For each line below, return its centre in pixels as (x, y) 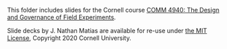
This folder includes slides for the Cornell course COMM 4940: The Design (113, 10)
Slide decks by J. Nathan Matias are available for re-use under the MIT (107, 31)
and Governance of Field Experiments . (62, 17)
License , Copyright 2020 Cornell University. (69, 38)
